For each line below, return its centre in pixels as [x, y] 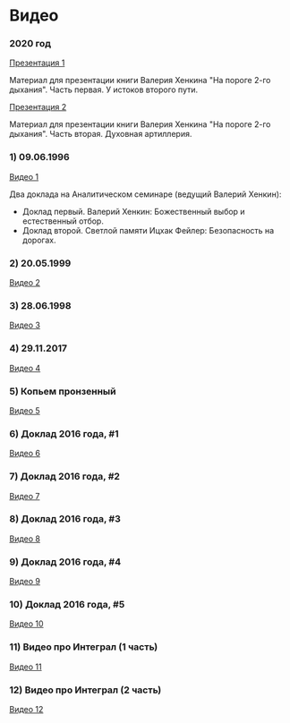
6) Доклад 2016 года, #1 [64, 433]
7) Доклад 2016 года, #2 [65, 477]
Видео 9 [25, 582]
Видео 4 [25, 368]
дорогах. [39, 240]
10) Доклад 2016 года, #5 [67, 605]
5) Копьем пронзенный [63, 391]
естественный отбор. [63, 221]
